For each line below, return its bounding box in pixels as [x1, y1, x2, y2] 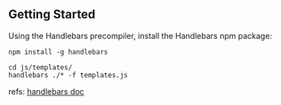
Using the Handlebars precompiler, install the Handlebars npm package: [8, 30, 273, 41]
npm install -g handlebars [8, 48, 108, 56]
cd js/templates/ [8, 63, 73, 71]
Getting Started [8, 7, 96, 22]
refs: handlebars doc [8, 86, 85, 96]
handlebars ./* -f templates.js [8, 71, 128, 79]
